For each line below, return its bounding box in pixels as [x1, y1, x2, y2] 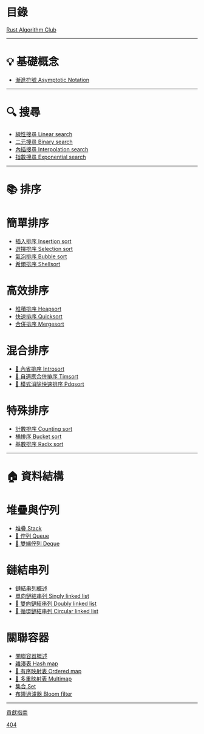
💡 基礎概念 [6, 55, 59, 69]
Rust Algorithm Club [6, 26, 56, 33]
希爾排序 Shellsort [15, 260, 61, 267]
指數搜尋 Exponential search [15, 153, 86, 160]
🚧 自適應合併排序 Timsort [15, 372, 79, 380]
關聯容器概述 [15, 652, 47, 659]
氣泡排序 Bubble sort [15, 253, 67, 260]
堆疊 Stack [15, 524, 42, 532]
